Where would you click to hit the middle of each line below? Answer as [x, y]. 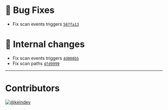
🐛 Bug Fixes [30, 10]
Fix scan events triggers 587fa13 [45, 24]
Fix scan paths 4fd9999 [36, 63]
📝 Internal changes [45, 44]
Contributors [32, 88]
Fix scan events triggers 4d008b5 [45, 58]
